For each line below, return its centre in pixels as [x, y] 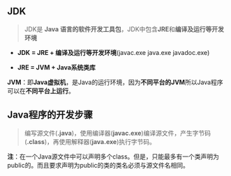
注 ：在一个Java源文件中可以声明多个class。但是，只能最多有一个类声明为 [113, 157]
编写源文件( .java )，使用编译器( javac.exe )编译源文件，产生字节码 [118, 133]
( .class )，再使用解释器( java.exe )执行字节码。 [90, 141]
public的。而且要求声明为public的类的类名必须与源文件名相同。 [98, 165]
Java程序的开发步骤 [50, 115]
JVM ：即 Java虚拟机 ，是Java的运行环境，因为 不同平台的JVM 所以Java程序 [115, 82]
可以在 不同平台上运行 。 [41, 90]
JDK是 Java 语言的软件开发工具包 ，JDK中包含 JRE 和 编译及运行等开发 [124, 29]
